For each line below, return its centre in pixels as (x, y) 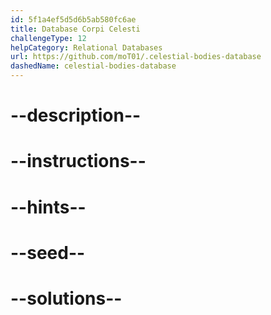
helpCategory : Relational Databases (86, 47)
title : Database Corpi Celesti (75, 29)
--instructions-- (78, 161)
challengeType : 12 (48, 38)
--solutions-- (66, 298)
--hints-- (48, 207)
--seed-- (48, 252)
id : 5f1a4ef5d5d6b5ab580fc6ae (73, 19)
